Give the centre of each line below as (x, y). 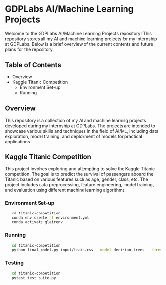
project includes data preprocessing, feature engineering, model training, (80, 185)
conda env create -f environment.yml (51, 218)
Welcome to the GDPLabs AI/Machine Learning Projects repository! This (79, 33)
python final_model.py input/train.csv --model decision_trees (78, 250)
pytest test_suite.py (34, 278)
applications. (18, 141)
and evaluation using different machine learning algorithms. (65, 190)
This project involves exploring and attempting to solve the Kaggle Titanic (80, 169)
